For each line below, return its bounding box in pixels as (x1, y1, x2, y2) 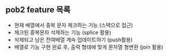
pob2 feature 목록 (5, 5, 71, 15)
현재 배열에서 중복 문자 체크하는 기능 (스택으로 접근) (14, 22, 134, 29)
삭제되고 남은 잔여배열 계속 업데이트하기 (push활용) (14, 36, 133, 43)
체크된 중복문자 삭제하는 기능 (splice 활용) (14, 29, 112, 36)
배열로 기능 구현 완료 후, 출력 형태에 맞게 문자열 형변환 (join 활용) (14, 43, 164, 50)
